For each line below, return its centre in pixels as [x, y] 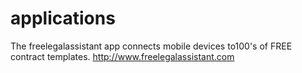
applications [63, 18]
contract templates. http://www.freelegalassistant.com [122, 56]
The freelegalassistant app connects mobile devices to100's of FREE [151, 46]
